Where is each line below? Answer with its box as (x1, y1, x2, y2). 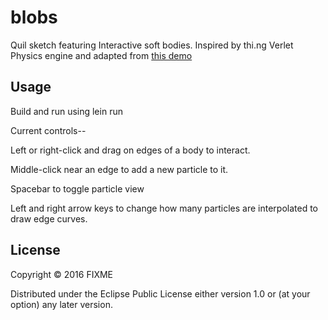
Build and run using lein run (10, 105, 123, 117)
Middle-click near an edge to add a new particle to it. (10, 163, 229, 175)
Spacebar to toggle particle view (10, 182, 145, 195)
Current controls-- (10, 124, 87, 136)
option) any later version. (10, 298, 113, 310)
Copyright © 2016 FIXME (10, 268, 114, 280)
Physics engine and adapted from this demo (10, 49, 193, 61)
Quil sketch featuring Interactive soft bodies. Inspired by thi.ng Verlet (10, 39, 294, 51)
